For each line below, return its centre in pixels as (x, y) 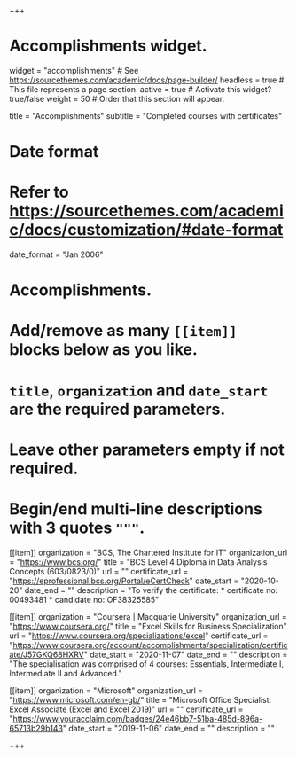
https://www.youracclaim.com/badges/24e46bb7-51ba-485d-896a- (138, 718)
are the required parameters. (117, 409)
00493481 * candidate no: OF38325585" (84, 599)
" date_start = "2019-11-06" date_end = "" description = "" (168, 728)
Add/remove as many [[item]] (123, 331)
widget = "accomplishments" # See (74, 70)
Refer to (39, 192)
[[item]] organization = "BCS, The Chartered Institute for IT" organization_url (148, 552)
